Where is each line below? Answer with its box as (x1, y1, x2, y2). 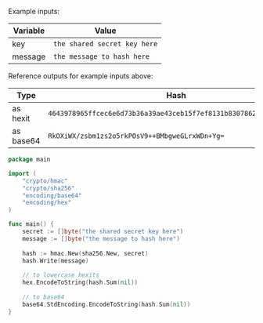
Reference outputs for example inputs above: (8, 71, 154, 81)
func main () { (8, 220, 55, 228)
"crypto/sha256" (22, 184, 76, 192)
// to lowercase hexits (22, 271, 100, 279)
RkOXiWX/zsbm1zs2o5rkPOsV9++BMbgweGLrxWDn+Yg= (48, 132, 225, 140)
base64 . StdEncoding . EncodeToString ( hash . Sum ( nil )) (22, 300, 191, 308)
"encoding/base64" (22, 191, 82, 199)
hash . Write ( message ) (22, 256, 89, 265)
